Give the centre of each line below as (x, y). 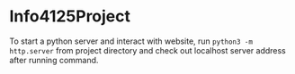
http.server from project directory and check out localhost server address (147, 50)
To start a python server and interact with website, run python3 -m (131, 41)
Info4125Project (70, 16)
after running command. (54, 60)
